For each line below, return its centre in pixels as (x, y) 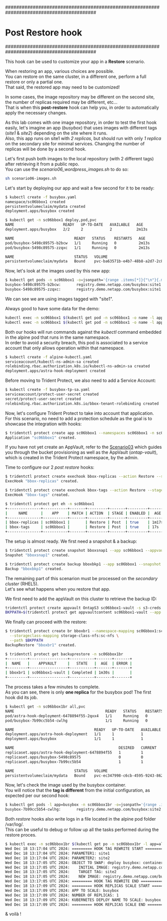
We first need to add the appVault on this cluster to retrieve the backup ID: (81, 599)
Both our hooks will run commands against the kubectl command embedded (83, 332)
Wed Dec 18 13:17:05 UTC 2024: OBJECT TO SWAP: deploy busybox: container (84, 863)
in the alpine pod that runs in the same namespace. (58, 337)
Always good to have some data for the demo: (52, 308)
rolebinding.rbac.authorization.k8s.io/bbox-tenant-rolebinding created (82, 404)
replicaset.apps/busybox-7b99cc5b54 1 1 (74, 762)
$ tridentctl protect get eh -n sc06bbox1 (50, 504)
